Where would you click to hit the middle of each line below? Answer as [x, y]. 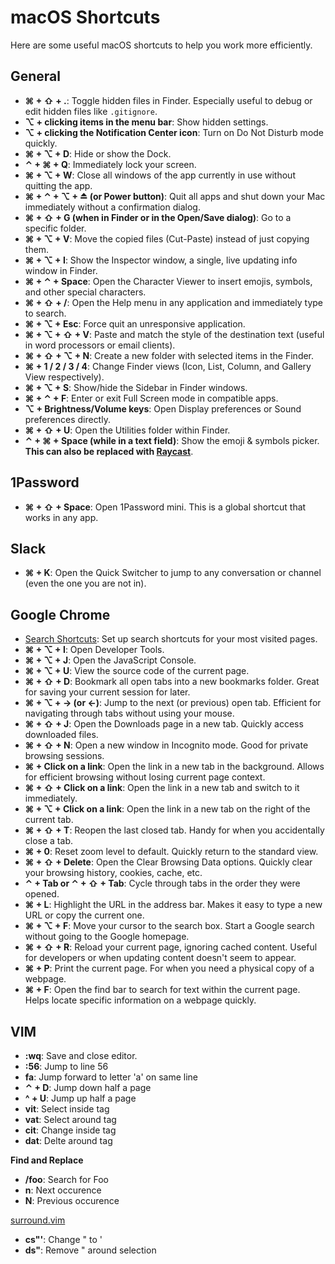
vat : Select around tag [70, 1119]
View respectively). [64, 377]
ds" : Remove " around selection [90, 1250]
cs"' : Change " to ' [63, 1239]
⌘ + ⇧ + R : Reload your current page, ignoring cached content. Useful [171, 947]
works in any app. [61, 517]
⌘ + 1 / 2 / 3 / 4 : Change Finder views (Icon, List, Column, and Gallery [168, 366]
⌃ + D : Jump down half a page [88, 1087]
